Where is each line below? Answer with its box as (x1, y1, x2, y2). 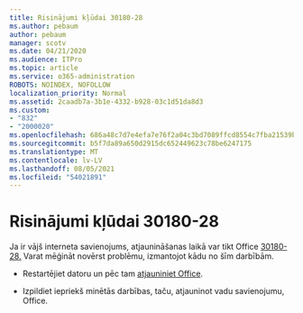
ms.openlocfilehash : (9, 131, 87, 140)
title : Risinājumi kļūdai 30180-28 (9, 13, 143, 23)
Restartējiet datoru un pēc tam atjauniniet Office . (22, 268, 204, 280)
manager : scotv (9, 38, 67, 48)
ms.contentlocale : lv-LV (9, 155, 103, 165)
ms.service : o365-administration (9, 72, 135, 81)
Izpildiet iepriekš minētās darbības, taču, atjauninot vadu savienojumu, (22, 286, 285, 297)
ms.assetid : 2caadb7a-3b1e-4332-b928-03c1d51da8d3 (9, 97, 204, 106)
